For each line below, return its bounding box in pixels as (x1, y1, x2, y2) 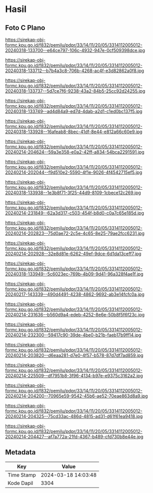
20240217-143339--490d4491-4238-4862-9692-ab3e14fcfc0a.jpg (5, 291, 145, 297)
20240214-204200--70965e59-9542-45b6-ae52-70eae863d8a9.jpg (5, 393, 148, 399)
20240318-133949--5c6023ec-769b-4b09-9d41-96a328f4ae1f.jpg (5, 271, 144, 277)
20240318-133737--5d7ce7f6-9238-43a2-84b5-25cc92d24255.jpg (5, 88, 146, 94)
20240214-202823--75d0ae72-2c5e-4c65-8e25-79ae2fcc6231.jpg (5, 230, 145, 236)
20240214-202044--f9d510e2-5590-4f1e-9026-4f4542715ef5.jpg (5, 169, 143, 175)
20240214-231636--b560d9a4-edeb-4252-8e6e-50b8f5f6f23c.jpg (5, 312, 145, 317)
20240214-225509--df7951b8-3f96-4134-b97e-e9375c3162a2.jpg (5, 373, 143, 378)
